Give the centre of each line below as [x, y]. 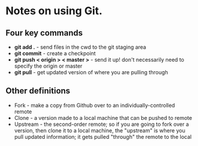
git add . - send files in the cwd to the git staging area [80, 47]
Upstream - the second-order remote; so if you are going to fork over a [101, 124]
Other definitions [38, 91]
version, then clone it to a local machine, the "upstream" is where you [100, 130]
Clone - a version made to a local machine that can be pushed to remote [103, 118]
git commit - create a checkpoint [55, 53]
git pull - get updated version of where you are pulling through [91, 72]
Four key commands [44, 33]
